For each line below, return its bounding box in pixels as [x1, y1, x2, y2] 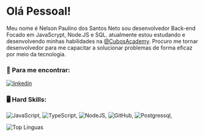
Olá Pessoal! [6, 4, 71, 18]
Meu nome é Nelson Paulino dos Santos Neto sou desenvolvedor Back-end [6, 24, 196, 32]
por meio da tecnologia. [6, 50, 66, 57]
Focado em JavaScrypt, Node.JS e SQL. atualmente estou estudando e [6, 31, 186, 38]
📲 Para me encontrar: [6, 65, 70, 74]
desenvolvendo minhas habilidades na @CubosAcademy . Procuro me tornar [6, 37, 199, 45]
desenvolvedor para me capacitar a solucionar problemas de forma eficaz [6, 44, 193, 51]
